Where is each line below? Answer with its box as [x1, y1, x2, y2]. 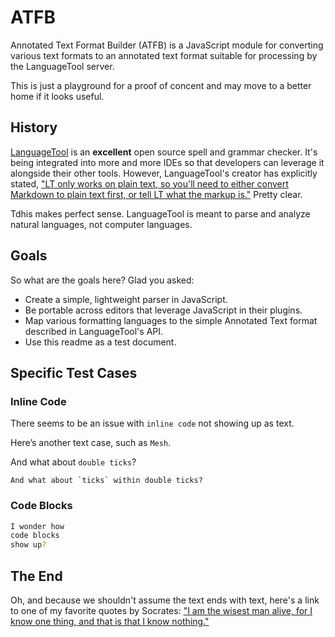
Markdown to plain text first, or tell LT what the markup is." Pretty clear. [10, 188, 303, 200]
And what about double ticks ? [10, 456, 137, 468]
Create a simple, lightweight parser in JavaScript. [24, 293, 228, 305]
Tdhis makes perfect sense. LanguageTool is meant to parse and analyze [10, 207, 311, 220]
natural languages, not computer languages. [10, 218, 193, 230]
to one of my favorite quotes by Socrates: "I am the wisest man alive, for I [10, 604, 313, 616]
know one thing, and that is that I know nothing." [10, 615, 210, 627]
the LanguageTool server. [10, 60, 115, 72]
